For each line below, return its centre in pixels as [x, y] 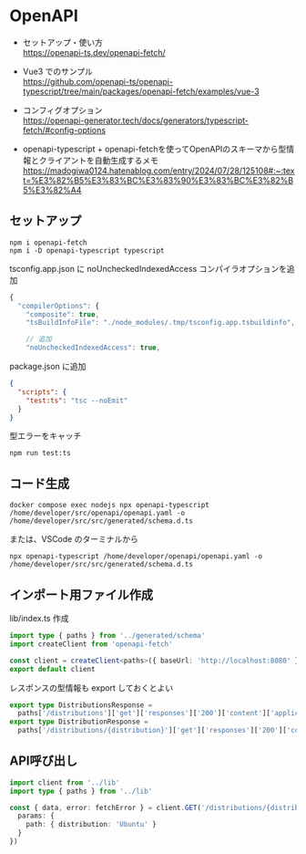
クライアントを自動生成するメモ [99, 160]
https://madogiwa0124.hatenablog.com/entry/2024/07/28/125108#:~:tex [158, 171]
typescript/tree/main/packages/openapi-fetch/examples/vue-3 [141, 91]
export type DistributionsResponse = [81, 705]
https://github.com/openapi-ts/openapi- [97, 81]
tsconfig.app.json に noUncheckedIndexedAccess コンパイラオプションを [148, 268]
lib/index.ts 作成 [39, 618]
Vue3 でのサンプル [58, 71]
